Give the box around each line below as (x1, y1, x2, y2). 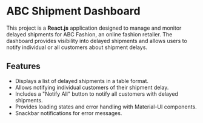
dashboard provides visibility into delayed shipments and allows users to (6, 37, 188, 44)
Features (6, 61, 41, 71)
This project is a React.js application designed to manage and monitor (6, 24, 182, 32)
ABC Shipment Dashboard (6, 4, 141, 18)
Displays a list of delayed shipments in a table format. (15, 77, 149, 84)
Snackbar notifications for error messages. (15, 109, 122, 116)
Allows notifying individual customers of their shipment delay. (15, 84, 169, 91)
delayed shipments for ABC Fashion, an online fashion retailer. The (6, 30, 173, 38)
